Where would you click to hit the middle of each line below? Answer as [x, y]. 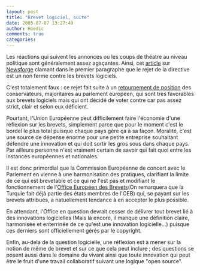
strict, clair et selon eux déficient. [47, 106]
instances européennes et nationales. [52, 156]
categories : [21, 40]
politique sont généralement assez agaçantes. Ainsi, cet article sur [88, 63]
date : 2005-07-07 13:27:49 [40, 23]
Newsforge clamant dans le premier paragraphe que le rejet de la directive [98, 69]
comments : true [25, 34]
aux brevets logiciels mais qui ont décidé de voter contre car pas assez [94, 100]
